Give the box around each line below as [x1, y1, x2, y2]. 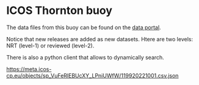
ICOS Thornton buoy [6, 4, 113, 18]
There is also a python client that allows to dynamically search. [6, 53, 165, 61]
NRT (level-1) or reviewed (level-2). [6, 42, 95, 49]
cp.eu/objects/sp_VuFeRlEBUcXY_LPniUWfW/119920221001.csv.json [6, 72, 179, 79]
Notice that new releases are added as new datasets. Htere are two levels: [6, 35, 194, 42]
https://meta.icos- [6, 65, 52, 73]
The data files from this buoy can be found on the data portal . [6, 24, 161, 31]
